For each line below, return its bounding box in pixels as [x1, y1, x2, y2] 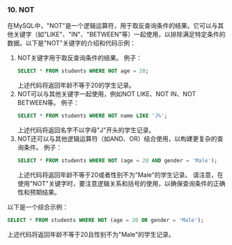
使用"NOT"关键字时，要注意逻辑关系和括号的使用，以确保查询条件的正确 [17, 179, 226, 187]
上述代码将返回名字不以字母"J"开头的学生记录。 [17, 126, 155, 134]
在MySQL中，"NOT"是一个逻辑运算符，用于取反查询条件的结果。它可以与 [7, 22, 218, 30]
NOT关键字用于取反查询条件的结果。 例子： [17, 54, 143, 62]
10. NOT [7, 5, 35, 15]
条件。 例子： [23, 143, 63, 152]
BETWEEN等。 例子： [17, 99, 80, 107]
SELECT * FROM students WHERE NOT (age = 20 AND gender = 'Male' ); [17, 157, 218, 164]
